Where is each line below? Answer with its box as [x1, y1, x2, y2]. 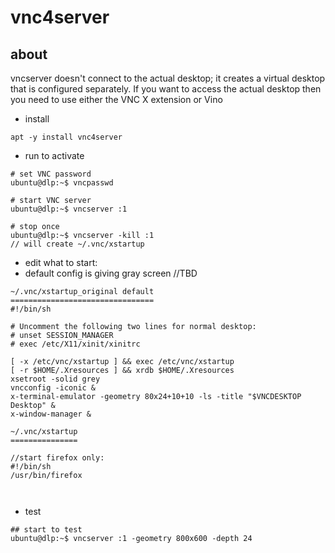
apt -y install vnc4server [10, 132, 123, 142]
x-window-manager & [10, 409, 92, 419]
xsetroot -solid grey [10, 374, 101, 384]
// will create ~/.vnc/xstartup [10, 239, 145, 249]
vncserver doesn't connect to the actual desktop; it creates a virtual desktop [10, 72, 326, 84]
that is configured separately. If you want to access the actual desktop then [10, 83, 322, 95]
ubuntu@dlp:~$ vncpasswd [10, 178, 114, 188]
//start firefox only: [10, 453, 105, 463]
